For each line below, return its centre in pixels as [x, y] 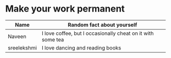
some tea [53, 39]
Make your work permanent [65, 9]
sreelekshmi [22, 47]
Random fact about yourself [103, 25]
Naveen [17, 36]
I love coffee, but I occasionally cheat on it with [98, 33]
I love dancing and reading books [81, 47]
